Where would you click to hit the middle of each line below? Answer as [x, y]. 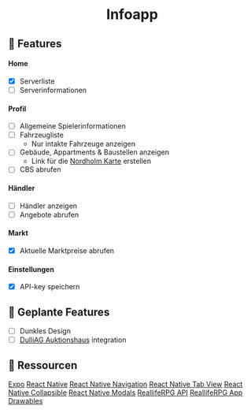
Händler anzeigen [48, 206]
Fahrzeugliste [42, 135]
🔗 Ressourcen [43, 365]
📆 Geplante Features [59, 312]
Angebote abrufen [49, 214]
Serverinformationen [53, 90]
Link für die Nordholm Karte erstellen [91, 161]
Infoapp [132, 15]
